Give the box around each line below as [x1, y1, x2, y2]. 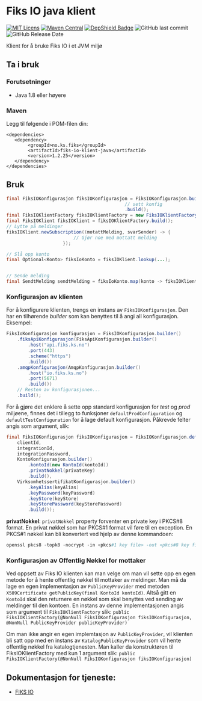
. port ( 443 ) [28, 348, 55, 354]
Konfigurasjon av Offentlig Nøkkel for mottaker [6, 556, 146, 564]
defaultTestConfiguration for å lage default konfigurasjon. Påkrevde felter [6, 416, 191, 423]
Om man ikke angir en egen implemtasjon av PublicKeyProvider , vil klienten [6, 631, 194, 638]
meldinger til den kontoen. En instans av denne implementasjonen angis [6, 602, 185, 609]
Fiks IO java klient [6, 4, 96, 18]
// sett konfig [124, 201, 163, 207]
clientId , [17, 439, 42, 446]
